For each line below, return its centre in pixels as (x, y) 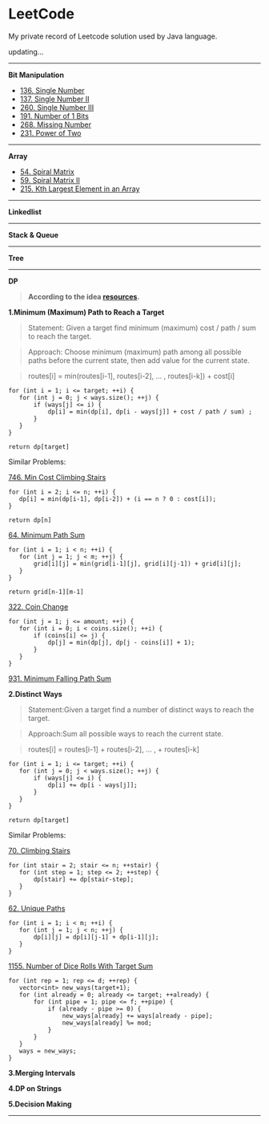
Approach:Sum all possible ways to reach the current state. (126, 733)
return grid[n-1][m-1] (46, 592)
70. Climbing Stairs (39, 850)
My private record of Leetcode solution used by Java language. (113, 36)
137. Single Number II (54, 99)
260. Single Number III (57, 107)
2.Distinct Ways (35, 694)
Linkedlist (25, 212)
